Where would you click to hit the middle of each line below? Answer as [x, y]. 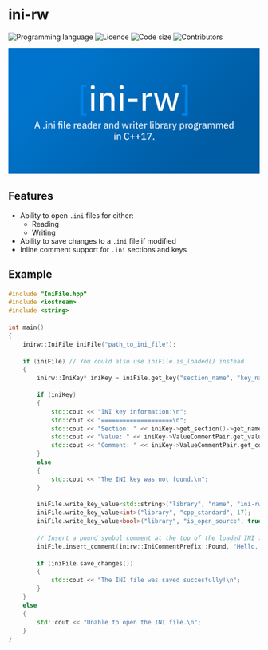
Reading [45, 224]
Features [31, 196]
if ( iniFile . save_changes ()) [85, 563]
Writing [43, 232]
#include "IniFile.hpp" [48, 294]
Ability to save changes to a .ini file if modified [98, 240]
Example [30, 274]
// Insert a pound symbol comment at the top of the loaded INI [146, 538]
